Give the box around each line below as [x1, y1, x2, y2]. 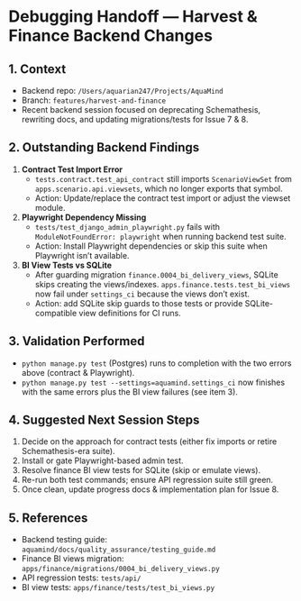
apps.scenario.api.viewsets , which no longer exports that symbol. [34, 183, 283, 194]
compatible [34, 307, 78, 318]
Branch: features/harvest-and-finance [21, 95, 167, 105]
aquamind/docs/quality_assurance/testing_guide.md [21, 545, 216, 555]
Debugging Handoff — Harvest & [8, 6, 258, 27]
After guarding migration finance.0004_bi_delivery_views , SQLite [34, 269, 278, 280]
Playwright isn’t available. [34, 250, 130, 260]
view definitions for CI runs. [78, 307, 181, 318]
